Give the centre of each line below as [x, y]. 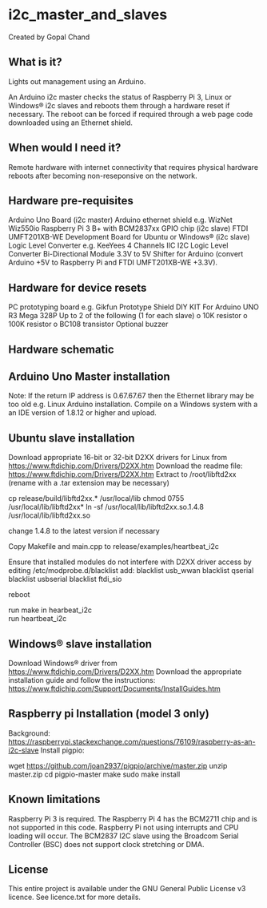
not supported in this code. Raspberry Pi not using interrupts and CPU [124, 827]
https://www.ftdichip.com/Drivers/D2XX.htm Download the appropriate [125, 672]
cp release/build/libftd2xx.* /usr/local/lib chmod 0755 [96, 498]
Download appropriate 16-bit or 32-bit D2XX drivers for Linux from [118, 458]
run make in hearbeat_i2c [50, 610]
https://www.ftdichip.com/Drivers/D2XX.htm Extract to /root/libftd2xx [122, 474]
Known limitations [54, 799]
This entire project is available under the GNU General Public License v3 [127, 889]
